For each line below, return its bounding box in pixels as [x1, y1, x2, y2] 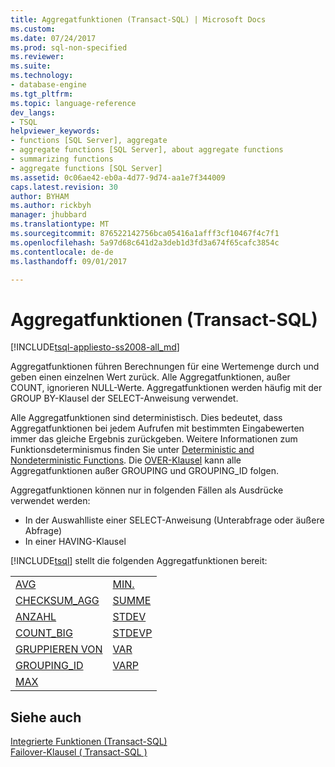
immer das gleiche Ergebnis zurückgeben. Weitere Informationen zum [10, 433, 298, 445]
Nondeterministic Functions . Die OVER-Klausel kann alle [10, 454, 242, 466]
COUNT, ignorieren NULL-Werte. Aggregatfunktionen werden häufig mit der [10, 382, 323, 394]
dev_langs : [10, 107, 56, 118]
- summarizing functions [10, 154, 114, 164]
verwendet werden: [10, 495, 91, 507]
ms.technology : [10, 71, 74, 81]
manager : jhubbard [10, 210, 87, 220]
